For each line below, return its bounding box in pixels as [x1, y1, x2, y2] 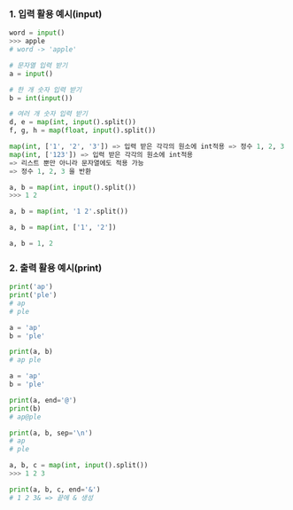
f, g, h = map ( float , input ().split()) [9, 126, 157, 135]
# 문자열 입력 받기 [9, 60, 68, 70]
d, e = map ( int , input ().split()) [9, 118, 137, 127]
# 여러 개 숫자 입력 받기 [9, 109, 89, 119]
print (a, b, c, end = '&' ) [9, 485, 101, 494]
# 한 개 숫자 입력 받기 [9, 85, 82, 94]
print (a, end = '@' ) [9, 396, 77, 404]
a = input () [9, 69, 53, 78]
